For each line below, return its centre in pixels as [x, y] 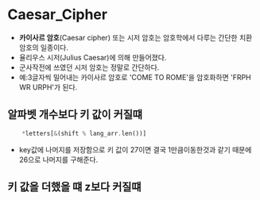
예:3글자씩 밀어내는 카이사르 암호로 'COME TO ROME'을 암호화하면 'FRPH [135, 77]
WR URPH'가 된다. [48, 87]
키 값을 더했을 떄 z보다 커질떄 [74, 187]
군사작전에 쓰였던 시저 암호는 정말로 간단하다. [89, 67]
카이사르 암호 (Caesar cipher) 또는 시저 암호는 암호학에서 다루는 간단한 [128, 37]
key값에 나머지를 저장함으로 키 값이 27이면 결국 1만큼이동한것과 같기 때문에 [135, 149]
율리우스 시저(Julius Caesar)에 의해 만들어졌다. [93, 57]
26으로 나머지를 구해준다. [58, 160]
